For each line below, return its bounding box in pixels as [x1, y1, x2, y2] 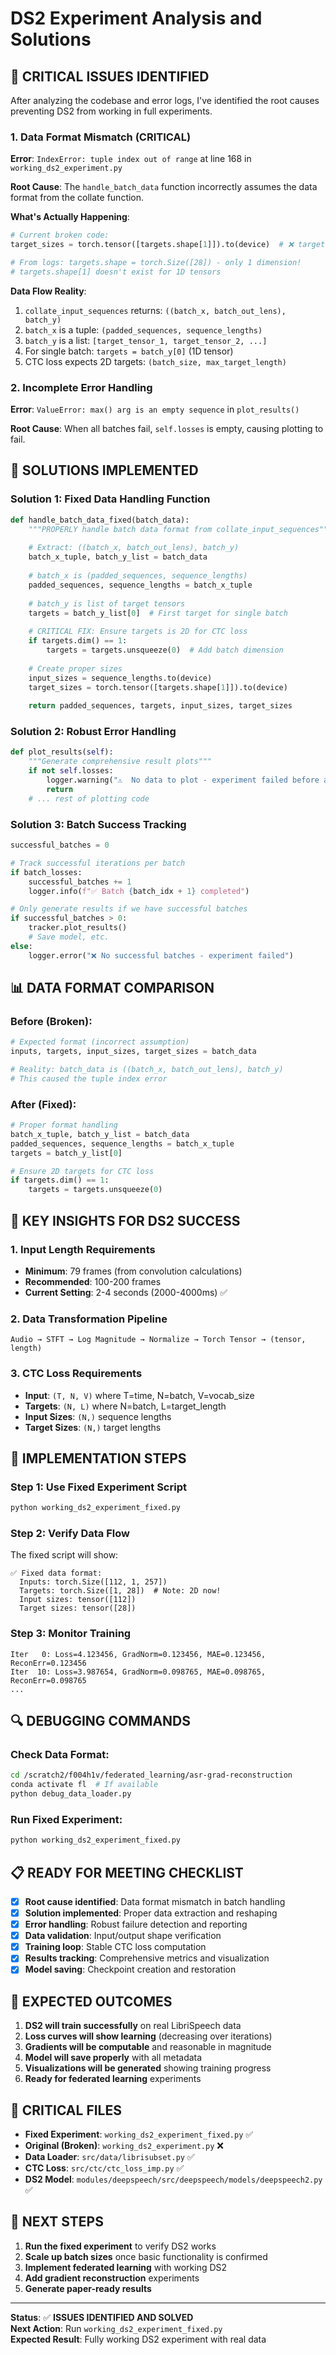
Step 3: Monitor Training [10, 1627, 132, 1641]
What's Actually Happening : [10, 211, 130, 223]
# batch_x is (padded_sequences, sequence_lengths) [28, 571, 248, 581]
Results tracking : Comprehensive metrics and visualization [24, 1952, 270, 1964]
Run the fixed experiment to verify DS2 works [24, 2240, 217, 2252]
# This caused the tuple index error [10, 1073, 168, 1084]
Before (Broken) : [10, 1014, 93, 1028]
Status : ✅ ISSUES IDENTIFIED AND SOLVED [10, 2311, 194, 2323]
